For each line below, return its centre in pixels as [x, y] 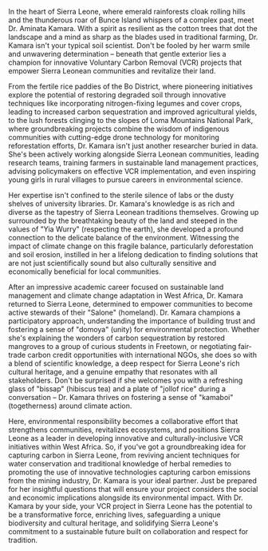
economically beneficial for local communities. [85, 272]
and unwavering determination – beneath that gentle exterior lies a [117, 54]
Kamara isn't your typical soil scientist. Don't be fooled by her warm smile [129, 46]
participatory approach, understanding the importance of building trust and [132, 321]
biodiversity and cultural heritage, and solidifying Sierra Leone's [113, 523]
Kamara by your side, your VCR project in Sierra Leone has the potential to [130, 506]
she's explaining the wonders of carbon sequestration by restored [117, 338]
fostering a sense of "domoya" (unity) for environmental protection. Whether [134, 329]
